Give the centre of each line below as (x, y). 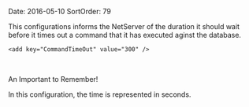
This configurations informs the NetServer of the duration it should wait (124, 26)
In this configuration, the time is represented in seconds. (100, 94)
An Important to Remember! (53, 79)
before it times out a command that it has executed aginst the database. (125, 35)
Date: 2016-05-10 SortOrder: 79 (60, 11)
